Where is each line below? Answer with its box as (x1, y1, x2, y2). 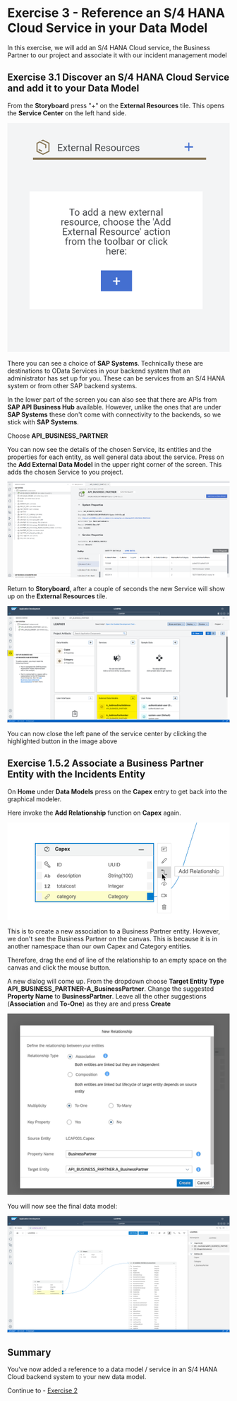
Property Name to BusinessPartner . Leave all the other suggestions (7, 992, 207, 1000)
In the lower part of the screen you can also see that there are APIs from (7, 395, 217, 404)
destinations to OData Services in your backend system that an (7, 366, 190, 375)
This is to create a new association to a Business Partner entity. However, (7, 926, 221, 935)
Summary (7, 1346, 51, 1359)
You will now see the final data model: (7, 1202, 118, 1211)
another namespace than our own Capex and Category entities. (7, 942, 192, 951)
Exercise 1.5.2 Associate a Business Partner (7, 757, 205, 769)
